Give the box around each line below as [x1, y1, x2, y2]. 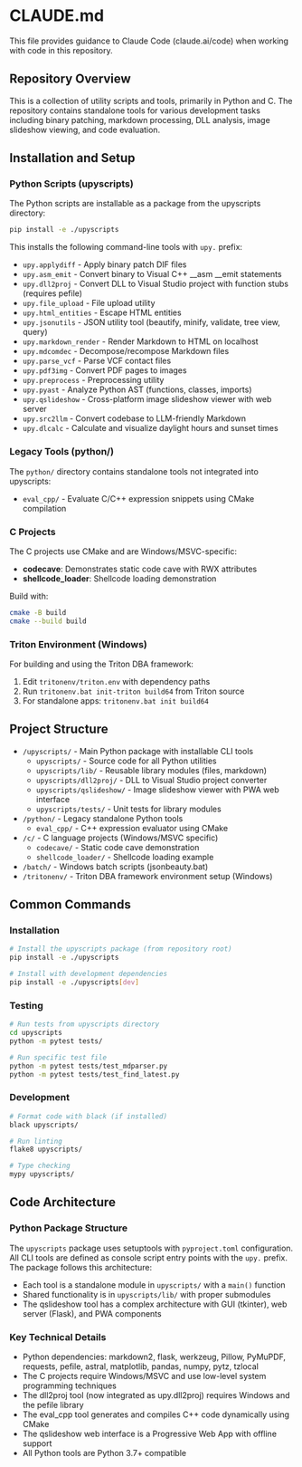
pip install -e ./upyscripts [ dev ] [9, 978, 140, 987]
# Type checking [9, 1161, 71, 1171]
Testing [9, 999, 43, 1012]
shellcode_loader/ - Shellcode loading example [35, 851, 214, 862]
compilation [22, 503, 67, 513]
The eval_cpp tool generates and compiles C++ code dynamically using [22, 1409, 290, 1420]
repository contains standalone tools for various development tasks [9, 105, 260, 116]
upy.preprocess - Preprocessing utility [22, 375, 165, 386]
